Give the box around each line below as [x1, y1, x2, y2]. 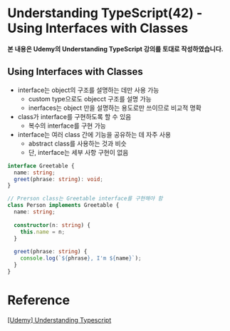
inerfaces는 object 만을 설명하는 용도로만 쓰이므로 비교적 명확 [28, 103, 202, 112]
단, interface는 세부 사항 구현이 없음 [28, 148, 129, 156]
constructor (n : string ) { [14, 221, 91, 229]
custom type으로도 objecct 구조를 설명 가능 [28, 94, 152, 103]
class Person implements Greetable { [7, 202, 120, 209]
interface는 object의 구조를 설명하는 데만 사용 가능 [17, 86, 160, 94]
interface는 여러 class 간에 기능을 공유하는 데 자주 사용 [17, 130, 172, 138]
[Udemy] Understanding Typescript [7, 315, 112, 324]
